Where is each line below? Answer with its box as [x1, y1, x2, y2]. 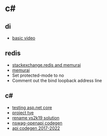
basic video [12, 35, 35, 41]
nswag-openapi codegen [12, 120, 63, 126]
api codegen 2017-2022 [12, 125, 61, 131]
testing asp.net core [12, 104, 52, 110]
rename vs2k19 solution [12, 115, 60, 120]
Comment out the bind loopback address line [12, 77, 102, 83]
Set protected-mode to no [12, 72, 64, 78]
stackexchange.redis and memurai [12, 62, 81, 68]
